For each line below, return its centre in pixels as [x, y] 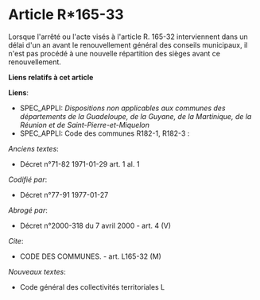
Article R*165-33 [66, 15]
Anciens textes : [34, 148]
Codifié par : [28, 179]
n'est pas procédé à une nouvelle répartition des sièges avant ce [114, 53]
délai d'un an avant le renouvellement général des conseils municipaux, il [128, 44]
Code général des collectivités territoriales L [92, 287]
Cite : [16, 240]
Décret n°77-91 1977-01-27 [64, 194]
